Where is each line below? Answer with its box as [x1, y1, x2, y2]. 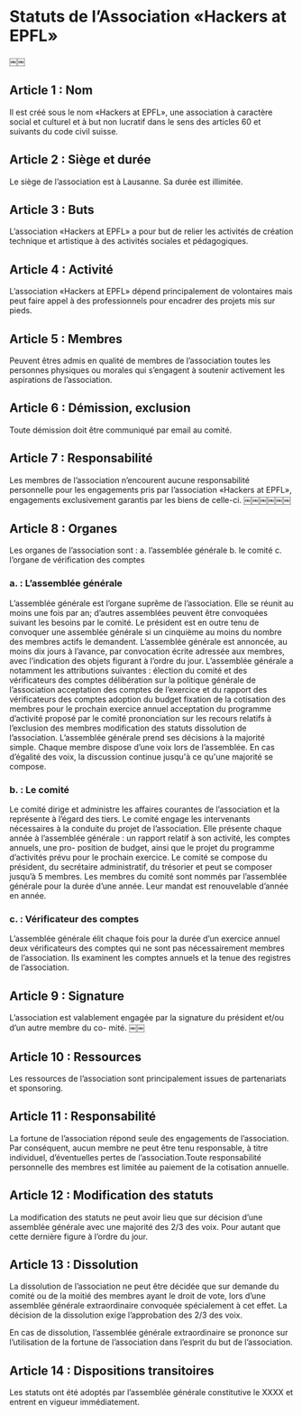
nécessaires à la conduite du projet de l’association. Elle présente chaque [9, 824, 282, 834]
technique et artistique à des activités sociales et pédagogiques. [9, 236, 249, 247]
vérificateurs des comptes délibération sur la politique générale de [9, 675, 257, 685]
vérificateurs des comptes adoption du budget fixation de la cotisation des [9, 694, 287, 704]
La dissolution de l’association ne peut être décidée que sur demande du [9, 1281, 279, 1292]
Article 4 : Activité [9, 262, 114, 277]
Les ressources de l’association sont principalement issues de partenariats [9, 1073, 287, 1084]
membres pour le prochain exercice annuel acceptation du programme [9, 703, 272, 714]
